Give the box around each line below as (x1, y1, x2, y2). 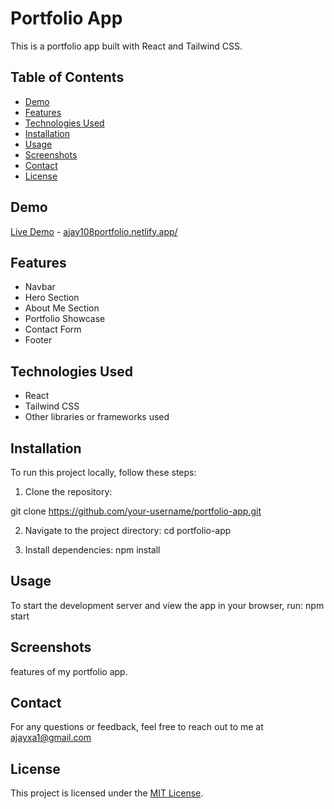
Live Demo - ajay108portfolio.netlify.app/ (10, 225, 178, 237)
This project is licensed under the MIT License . (10, 787, 204, 799)
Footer (24, 334, 53, 346)
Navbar (24, 281, 56, 293)
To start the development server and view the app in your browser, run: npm (10, 599, 325, 611)
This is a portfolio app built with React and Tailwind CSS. (10, 40, 243, 52)
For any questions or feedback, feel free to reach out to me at (10, 721, 264, 733)
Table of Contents (10, 69, 125, 86)
